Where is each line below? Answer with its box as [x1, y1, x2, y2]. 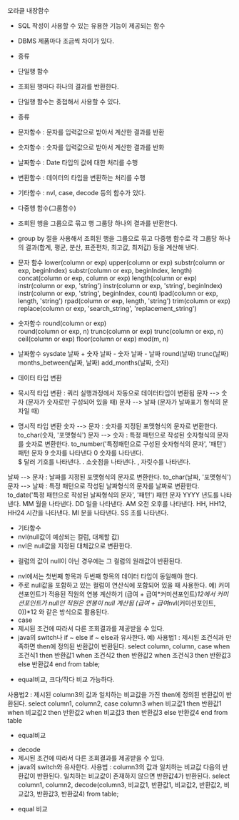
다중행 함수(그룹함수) [17, 204, 76, 212]
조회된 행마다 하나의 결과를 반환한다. [17, 82, 119, 91]
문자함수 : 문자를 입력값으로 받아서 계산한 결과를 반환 [17, 128, 165, 136]
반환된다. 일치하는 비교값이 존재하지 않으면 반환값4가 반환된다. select [36, 771, 230, 780]
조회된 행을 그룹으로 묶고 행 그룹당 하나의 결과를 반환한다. [17, 219, 178, 227]
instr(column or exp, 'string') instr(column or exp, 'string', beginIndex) [17, 282, 223, 290]
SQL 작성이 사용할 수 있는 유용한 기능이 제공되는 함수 [17, 21, 166, 30]
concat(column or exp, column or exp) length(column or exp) [17, 274, 198, 282]
